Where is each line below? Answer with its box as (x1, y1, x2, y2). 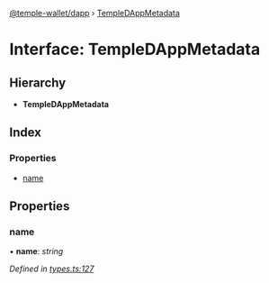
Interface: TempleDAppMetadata (9, 40, 261, 59)
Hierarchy (9, 75, 67, 90)
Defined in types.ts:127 (9, 263, 94, 274)
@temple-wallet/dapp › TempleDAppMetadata (9, 8, 180, 18)
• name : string (9, 246, 64, 257)
